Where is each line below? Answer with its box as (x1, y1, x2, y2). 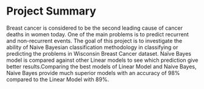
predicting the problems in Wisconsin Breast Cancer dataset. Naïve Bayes (6, 50, 192, 57)
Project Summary (6, 4, 96, 18)
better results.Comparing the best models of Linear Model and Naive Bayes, (6, 62, 197, 70)
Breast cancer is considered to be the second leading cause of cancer (6, 24, 183, 31)
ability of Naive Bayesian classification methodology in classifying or (6, 44, 178, 51)
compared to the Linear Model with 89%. (6, 76, 110, 83)
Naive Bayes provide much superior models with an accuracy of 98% (6, 69, 180, 76)
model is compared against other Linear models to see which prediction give (6, 56, 199, 64)
